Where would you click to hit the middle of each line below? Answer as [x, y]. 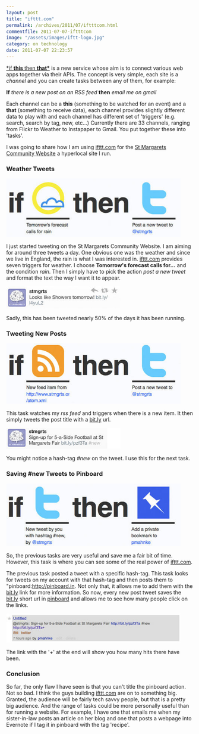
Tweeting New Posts [37, 334]
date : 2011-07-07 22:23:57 [40, 51]
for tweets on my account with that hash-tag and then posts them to [90, 580]
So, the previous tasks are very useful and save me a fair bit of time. [90, 555]
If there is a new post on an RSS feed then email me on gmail [81, 92]
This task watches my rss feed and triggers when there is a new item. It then [99, 413]
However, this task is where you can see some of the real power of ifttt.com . [99, 562]
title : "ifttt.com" [30, 19]
